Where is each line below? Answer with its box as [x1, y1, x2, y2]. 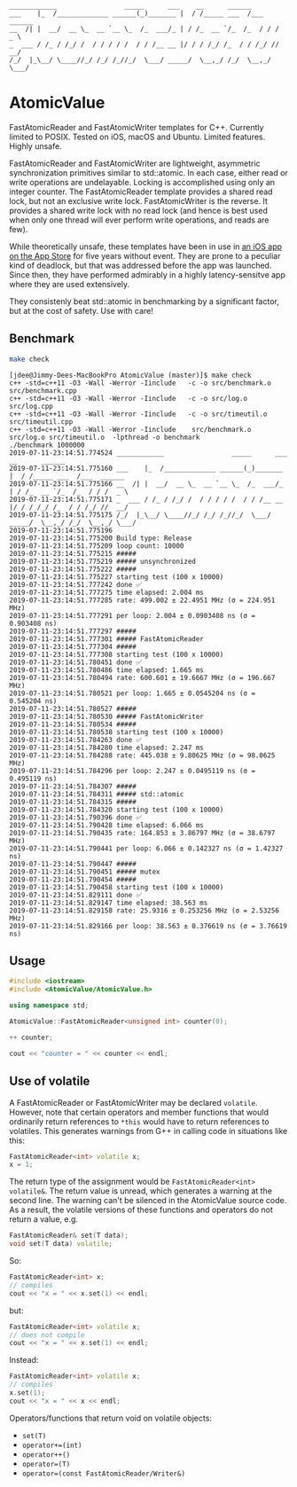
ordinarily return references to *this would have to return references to [9, 1115, 270, 1127]
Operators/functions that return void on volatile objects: [9, 1413, 213, 1423]
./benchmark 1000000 [9, 441, 86, 450]
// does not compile [9, 1330, 86, 1340]
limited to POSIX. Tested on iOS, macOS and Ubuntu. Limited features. [9, 131, 266, 142]
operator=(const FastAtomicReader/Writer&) [21, 1469, 186, 1478]
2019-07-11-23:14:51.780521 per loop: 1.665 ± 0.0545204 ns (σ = [9, 689, 255, 698]
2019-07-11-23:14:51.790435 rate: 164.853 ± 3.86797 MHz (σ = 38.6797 [9, 828, 276, 837]
